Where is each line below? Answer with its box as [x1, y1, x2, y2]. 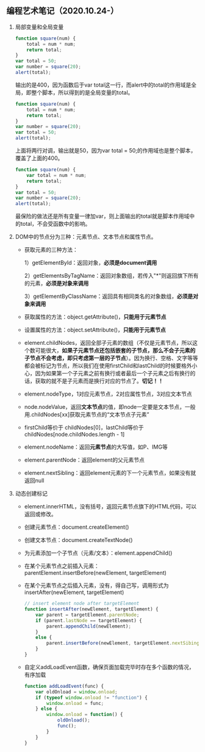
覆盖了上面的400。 [15, 154, 63, 162]
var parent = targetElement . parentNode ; [35, 612, 140, 618]
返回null [24, 477, 45, 484]
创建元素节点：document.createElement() [24, 524, 129, 531]
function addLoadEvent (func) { [24, 683, 104, 689]
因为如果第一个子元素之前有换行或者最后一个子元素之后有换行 [35, 370, 190, 377]
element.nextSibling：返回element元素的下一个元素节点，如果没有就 [24, 469, 196, 477]
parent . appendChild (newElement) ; [46, 623, 131, 629]
